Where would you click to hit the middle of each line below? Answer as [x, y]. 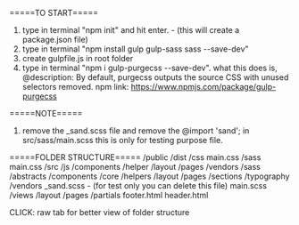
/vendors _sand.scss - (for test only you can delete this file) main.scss [138, 185]
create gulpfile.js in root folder [78, 58]
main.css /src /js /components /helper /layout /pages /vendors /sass [135, 167]
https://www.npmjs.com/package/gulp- [203, 87]
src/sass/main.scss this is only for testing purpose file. [122, 140]
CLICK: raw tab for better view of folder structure [100, 212]
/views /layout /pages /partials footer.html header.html [109, 195]
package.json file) [55, 40]
